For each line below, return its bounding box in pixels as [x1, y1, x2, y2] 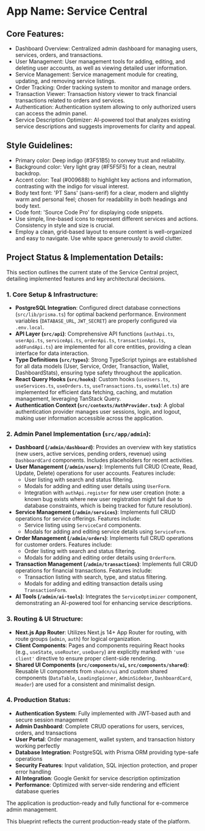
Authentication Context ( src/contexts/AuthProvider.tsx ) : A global [15, 401, 185, 409]
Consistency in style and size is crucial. [15, 221, 115, 229]
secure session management [15, 716, 88, 723]
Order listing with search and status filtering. [24, 547, 136, 555]
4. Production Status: [6, 695, 71, 704]
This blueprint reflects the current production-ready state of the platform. [6, 818, 191, 825]
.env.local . [15, 323, 45, 331]
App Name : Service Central [6, 4, 148, 18]
